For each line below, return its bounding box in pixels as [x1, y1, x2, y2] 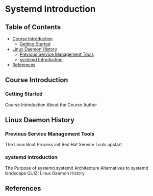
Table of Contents [5, 23, 61, 31]
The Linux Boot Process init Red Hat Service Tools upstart [5, 142, 122, 148]
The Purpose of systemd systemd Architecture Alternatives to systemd [5, 165, 149, 171]
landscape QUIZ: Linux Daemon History [5, 170, 85, 176]
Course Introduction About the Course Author [5, 102, 97, 108]
